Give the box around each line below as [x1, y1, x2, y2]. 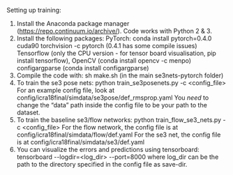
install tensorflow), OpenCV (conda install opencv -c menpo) [16, 56, 192, 65]
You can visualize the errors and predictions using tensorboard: [16, 146, 200, 153]
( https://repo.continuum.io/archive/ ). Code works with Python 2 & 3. [16, 27, 212, 35]
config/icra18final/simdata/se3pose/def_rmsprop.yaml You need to [16, 93, 209, 102]
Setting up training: [6, 6, 61, 14]
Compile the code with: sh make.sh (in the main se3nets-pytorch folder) [16, 71, 224, 79]
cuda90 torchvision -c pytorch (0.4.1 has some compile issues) [16, 42, 197, 50]
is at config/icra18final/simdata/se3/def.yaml [16, 138, 144, 146]
